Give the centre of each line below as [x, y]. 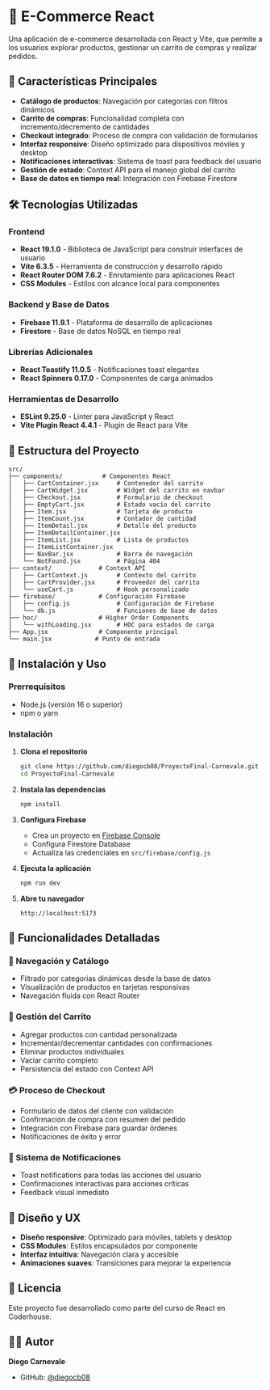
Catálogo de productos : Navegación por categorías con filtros [124, 101]
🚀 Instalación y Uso [57, 663]
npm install [40, 804]
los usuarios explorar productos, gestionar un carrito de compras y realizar [133, 47]
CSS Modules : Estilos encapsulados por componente [109, 1246]
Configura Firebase [53, 819]
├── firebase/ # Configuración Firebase [97, 597]
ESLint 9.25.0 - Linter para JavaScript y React [97, 416]
